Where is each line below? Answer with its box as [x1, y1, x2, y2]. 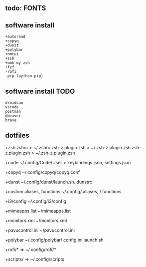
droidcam [5, 100, 23, 105]
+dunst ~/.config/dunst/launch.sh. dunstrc [5, 179, 92, 185]
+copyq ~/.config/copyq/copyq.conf [5, 169, 80, 175]
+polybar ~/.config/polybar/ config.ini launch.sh [5, 237, 104, 243]
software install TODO [5, 87, 75, 95]
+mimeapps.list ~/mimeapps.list [5, 208, 71, 214]
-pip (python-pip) [5, 73, 43, 79]
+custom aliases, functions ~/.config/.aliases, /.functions [5, 188, 122, 194]
